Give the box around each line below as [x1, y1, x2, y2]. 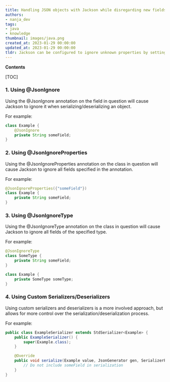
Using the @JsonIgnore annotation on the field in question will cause [5, 98, 149, 104]
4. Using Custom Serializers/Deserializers [5, 293, 110, 300]
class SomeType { [5, 253, 42, 259]
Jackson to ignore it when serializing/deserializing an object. [5, 103, 132, 109]
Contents [5, 64, 25, 70]
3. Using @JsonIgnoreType [5, 212, 73, 219]
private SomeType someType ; [14, 276, 73, 282]
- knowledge [5, 31, 30, 36]
